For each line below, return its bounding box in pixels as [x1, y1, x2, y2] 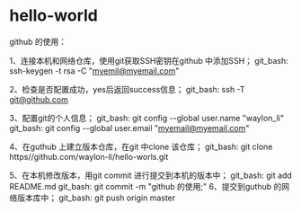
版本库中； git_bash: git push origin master [16, 192, 176, 203]
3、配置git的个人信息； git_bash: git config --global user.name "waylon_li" [9, 112, 285, 123]
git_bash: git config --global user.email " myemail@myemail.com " [9, 122, 250, 133]
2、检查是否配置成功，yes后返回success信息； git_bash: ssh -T [9, 84, 245, 94]
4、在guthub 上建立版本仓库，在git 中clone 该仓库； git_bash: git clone [9, 141, 273, 152]
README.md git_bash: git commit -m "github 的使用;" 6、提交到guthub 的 [9, 181, 282, 191]
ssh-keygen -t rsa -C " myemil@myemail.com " [9, 65, 180, 76]
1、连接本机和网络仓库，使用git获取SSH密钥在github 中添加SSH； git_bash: [9, 55, 289, 66]
